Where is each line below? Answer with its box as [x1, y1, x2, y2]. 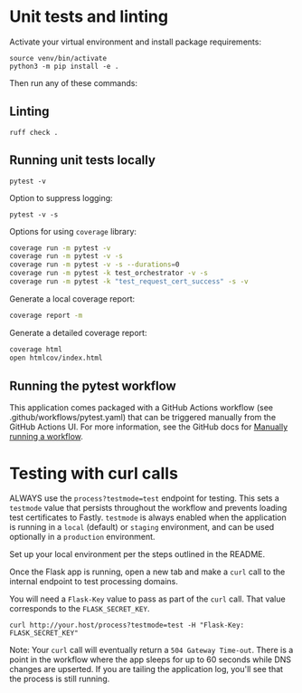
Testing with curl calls [9, 463, 179, 484]
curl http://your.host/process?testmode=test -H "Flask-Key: [9, 621, 245, 630]
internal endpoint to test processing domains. [9, 576, 178, 587]
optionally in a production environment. [9, 532, 156, 543]
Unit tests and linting [9, 6, 169, 27]
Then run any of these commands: [9, 77, 138, 88]
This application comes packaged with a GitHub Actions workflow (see [9, 402, 274, 413]
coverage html [9, 344, 63, 354]
